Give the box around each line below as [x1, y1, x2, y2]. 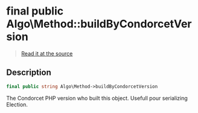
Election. [6, 101, 28, 108]
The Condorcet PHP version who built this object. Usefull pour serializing [6, 94, 188, 102]
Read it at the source [21, 50, 73, 57]
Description [6, 68, 51, 78]
